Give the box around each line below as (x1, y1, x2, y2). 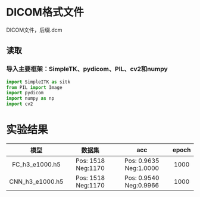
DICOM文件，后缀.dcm (6, 26, 62, 33)
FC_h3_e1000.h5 (11, 160, 61, 168)
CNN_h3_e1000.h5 (9, 177, 64, 186)
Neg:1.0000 (124, 164, 160, 172)
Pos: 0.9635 (124, 156, 160, 165)
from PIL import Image (6, 84, 62, 90)
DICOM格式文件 (6, 5, 85, 19)
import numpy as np (6, 96, 55, 101)
